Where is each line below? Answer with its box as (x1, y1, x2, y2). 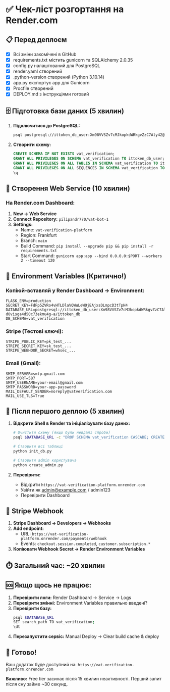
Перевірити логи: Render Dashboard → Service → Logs (13, 595, 132, 601)
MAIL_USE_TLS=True (6, 393, 44, 399)
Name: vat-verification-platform (20, 227, 92, 233)
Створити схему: (13, 141, 51, 147)
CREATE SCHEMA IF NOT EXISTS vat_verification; (13, 152, 116, 157)
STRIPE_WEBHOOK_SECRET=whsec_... (6, 348, 76, 353)
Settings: (13, 221, 33, 228)
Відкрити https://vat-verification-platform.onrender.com (20, 481, 145, 487)
